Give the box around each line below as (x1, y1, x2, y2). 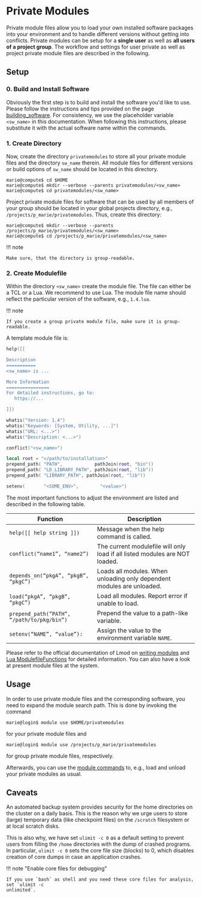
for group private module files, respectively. (6, 752, 114, 759)
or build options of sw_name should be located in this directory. (6, 165, 159, 172)
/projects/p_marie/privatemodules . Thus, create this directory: (6, 211, 162, 218)
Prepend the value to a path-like (96, 609, 188, 617)
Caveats (6, 788, 38, 798)
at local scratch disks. (6, 822, 60, 830)
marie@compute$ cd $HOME (6, 177, 68, 183)
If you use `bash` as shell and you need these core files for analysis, (6, 876, 194, 883)
